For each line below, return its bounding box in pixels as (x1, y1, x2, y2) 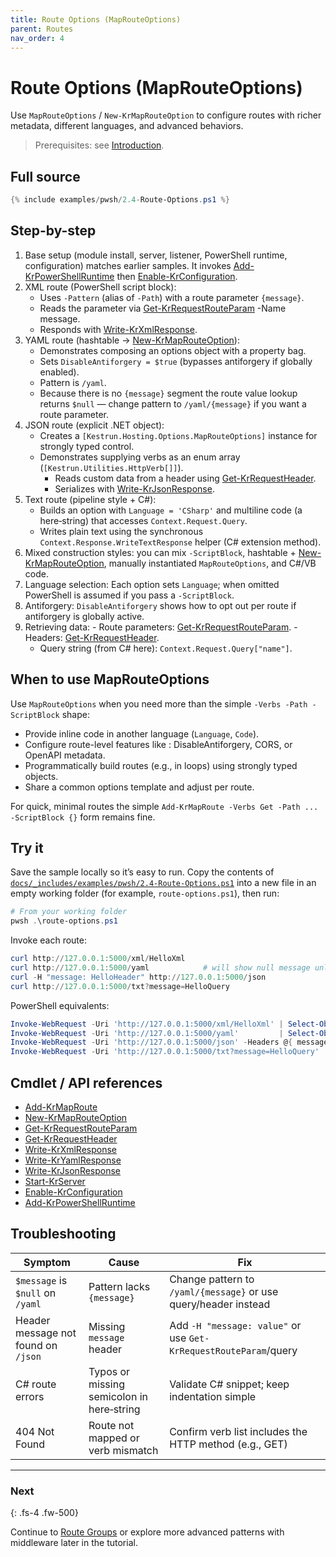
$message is (15, 1273, 68, 1287)
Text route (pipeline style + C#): (24, 493, 157, 505)
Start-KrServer (24, 1176, 86, 1187)
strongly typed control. (39, 440, 135, 452)
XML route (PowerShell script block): (24, 281, 177, 293)
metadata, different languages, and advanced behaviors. (10, 120, 244, 132)
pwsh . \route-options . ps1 (10, 916, 118, 926)
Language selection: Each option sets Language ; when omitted (24, 578, 280, 590)
